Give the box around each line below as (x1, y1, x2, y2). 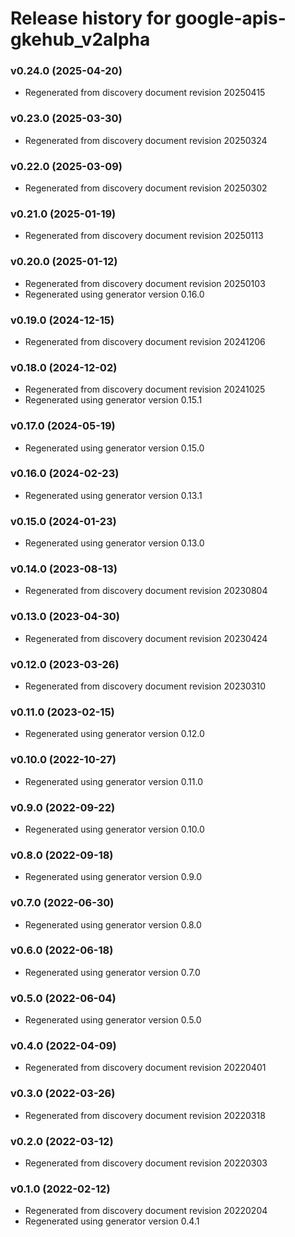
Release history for (10, 7, 172, 30)
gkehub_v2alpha (10, 28, 151, 51)
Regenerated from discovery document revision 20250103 (24, 277, 266, 289)
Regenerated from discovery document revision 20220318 (24, 1109, 266, 1121)
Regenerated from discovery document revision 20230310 (24, 680, 267, 692)
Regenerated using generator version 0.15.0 (24, 442, 205, 454)
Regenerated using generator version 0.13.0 (24, 537, 205, 549)
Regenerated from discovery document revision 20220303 (24, 1157, 268, 1169)
